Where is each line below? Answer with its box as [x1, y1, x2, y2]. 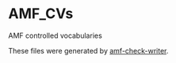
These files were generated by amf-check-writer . [8, 46, 169, 55]
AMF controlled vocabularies [8, 31, 103, 40]
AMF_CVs [8, 5, 74, 23]
